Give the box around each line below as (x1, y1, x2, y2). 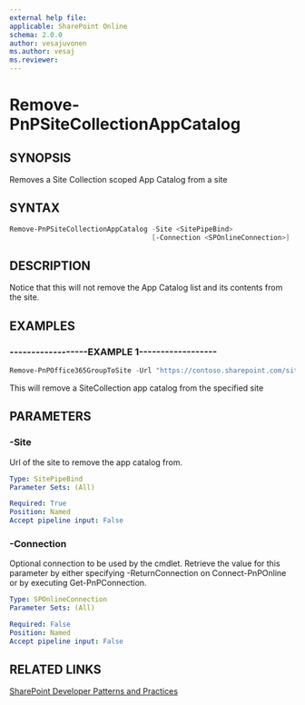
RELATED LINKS (9, 662, 102, 678)
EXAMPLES (9, 318, 75, 333)
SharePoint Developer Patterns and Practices (9, 686, 179, 697)
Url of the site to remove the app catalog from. (9, 456, 183, 468)
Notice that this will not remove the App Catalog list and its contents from (9, 283, 283, 293)
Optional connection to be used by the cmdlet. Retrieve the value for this (9, 558, 280, 569)
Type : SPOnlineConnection (9, 595, 107, 604)
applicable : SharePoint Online (9, 22, 128, 31)
